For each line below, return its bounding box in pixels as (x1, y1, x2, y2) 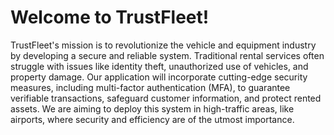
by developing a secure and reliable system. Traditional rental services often (10, 49, 325, 61)
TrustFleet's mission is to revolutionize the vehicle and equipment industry (10, 39, 317, 51)
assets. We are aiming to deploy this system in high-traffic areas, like (10, 102, 295, 115)
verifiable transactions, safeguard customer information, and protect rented (10, 92, 322, 104)
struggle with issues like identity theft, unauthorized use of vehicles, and (10, 60, 309, 72)
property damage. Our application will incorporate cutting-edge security (10, 71, 308, 83)
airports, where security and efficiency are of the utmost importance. (10, 113, 295, 125)
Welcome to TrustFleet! (10, 6, 210, 29)
